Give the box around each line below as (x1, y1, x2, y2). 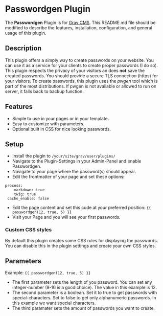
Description (5, 44, 42, 52)
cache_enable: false (7, 196, 49, 201)
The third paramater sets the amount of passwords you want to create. (12, 305, 155, 311)
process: (5, 183, 23, 188)
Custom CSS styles (5, 226, 52, 233)
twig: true (14, 192, 36, 197)
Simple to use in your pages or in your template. (12, 115, 109, 121)
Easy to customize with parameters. (12, 121, 85, 127)
